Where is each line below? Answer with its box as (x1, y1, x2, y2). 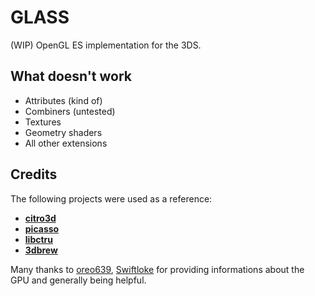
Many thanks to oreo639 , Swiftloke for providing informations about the (10, 263, 305, 275)
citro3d (24, 212, 57, 224)
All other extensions (24, 137, 108, 149)
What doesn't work (10, 68, 133, 85)
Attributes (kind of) (24, 94, 103, 106)
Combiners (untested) (24, 105, 116, 117)
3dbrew (24, 244, 58, 256)
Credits (10, 166, 58, 183)
